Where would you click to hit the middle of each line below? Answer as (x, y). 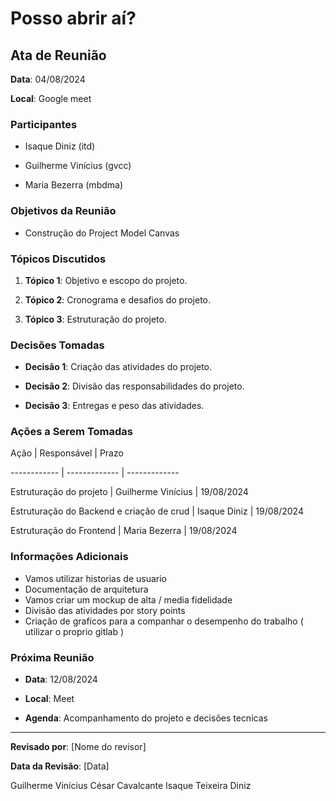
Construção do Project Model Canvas (102, 233)
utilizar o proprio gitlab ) (74, 631)
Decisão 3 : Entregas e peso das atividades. (114, 406)
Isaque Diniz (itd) (60, 146)
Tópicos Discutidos (58, 259)
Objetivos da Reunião (63, 211)
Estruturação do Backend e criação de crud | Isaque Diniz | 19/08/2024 (157, 511)
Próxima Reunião (52, 657)
